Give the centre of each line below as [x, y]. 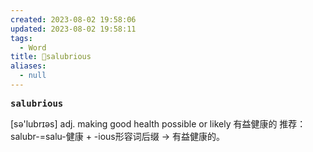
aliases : [28, 66]
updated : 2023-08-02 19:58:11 [73, 29]
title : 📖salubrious [51, 57]
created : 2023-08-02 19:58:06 [73, 19]
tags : [21, 38]
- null [33, 76]
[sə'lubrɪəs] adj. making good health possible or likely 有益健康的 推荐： [158, 123]
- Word [33, 47]
